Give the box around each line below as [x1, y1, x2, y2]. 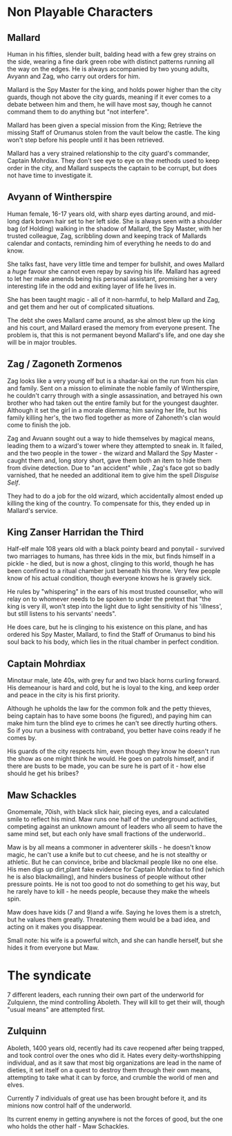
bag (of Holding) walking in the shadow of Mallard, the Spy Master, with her [7, 224, 222, 233]
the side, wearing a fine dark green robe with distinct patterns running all [7, 57, 215, 66]
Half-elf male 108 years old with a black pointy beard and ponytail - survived [7, 545, 225, 553]
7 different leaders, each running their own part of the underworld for [7, 991, 204, 999]
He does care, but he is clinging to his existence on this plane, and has [7, 623, 209, 631]
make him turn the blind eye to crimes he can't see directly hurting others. [7, 719, 217, 728]
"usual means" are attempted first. [7, 1005, 106, 1013]
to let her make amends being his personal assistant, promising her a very [7, 274, 217, 282]
